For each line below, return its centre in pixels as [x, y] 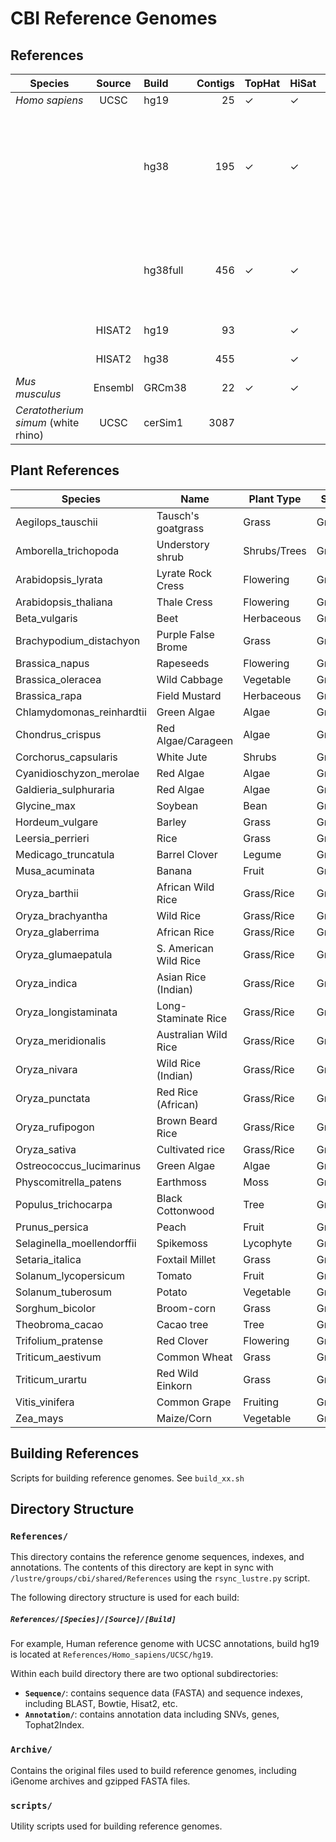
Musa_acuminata [55, 870]
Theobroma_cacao [59, 1324]
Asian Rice [181, 977]
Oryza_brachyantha [61, 915]
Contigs [215, 83]
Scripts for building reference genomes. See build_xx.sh [127, 1478]
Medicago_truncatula [65, 854]
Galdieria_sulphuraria [65, 789]
